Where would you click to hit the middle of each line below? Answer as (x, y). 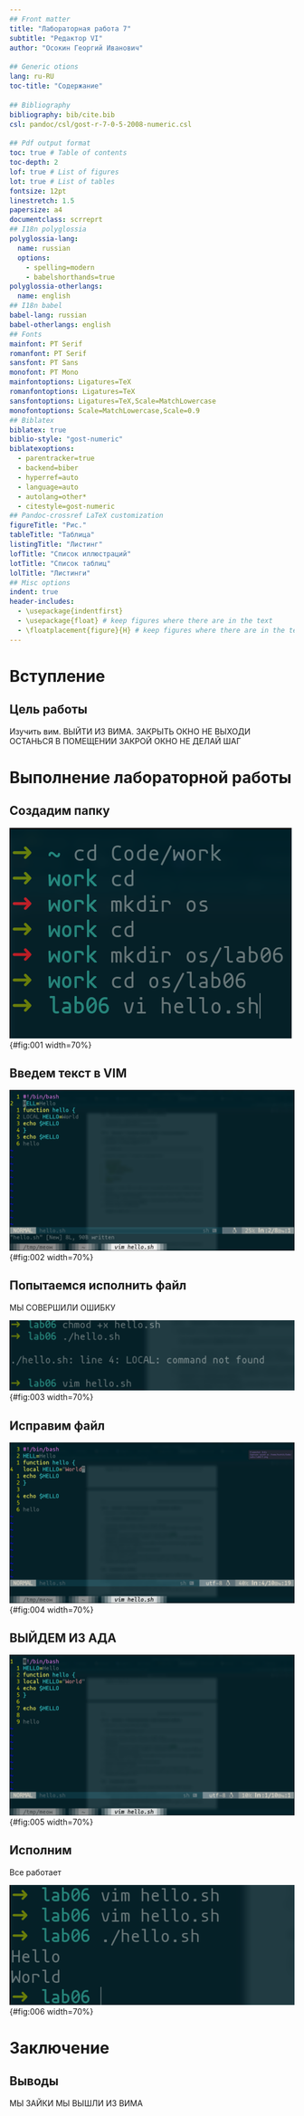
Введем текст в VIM (68, 1073)
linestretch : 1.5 (42, 201)
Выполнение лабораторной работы (151, 777)
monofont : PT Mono (44, 373)
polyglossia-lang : (44, 239)
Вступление (57, 676)
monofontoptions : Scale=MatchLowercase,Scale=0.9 (105, 411)
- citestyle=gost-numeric (66, 506)
